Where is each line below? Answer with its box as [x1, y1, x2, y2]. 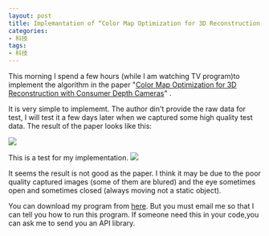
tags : [8, 42, 26, 50]
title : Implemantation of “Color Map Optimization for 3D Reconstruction [8, 19, 261, 27]
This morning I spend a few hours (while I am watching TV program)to [8, 72, 240, 81]
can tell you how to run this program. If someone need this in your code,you [8, 210, 259, 219]
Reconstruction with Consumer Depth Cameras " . [8, 89, 172, 97]
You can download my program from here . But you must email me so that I [8, 201, 255, 210]
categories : [8, 27, 48, 35]
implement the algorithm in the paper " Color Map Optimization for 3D [8, 80, 237, 89]
